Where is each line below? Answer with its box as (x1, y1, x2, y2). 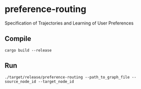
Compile (4, 34, 31, 43)
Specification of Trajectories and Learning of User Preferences (4, 20, 134, 26)
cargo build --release (4, 47, 52, 53)
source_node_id (4, 79, 36, 84)
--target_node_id (38, 79, 74, 84)
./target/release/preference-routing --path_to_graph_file (4, 74, 130, 79)
